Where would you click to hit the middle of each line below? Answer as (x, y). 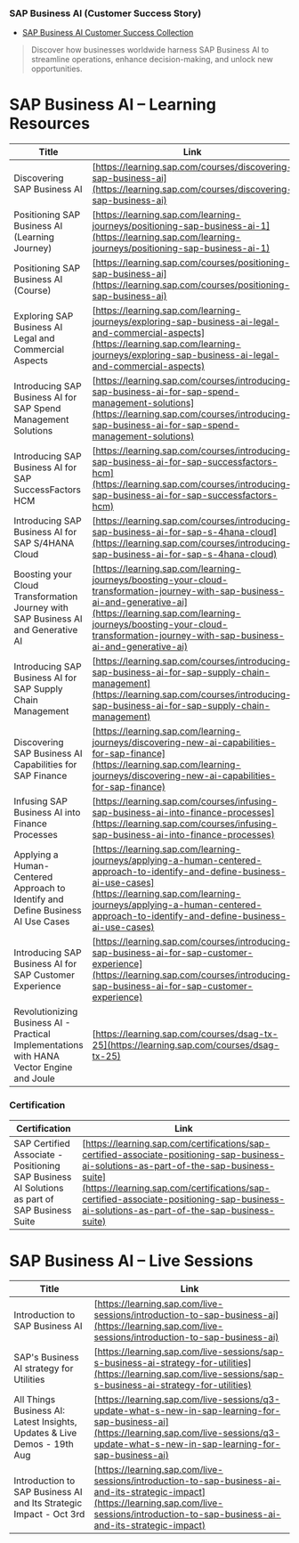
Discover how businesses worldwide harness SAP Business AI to (150, 50)
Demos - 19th (44, 1444)
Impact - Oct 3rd (49, 1515)
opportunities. (57, 69)
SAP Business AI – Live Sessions (131, 1260)
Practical (32, 1034)
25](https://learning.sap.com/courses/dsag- (186, 1045)
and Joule (34, 1078)
